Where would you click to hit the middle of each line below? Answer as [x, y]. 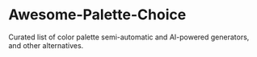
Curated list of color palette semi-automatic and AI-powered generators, [129, 37]
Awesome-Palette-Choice [97, 15]
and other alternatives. [46, 45]
